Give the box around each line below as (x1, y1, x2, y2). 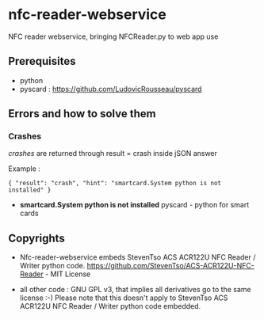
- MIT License (44, 269, 91, 279)
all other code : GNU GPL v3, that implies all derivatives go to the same (19, 285, 251, 294)
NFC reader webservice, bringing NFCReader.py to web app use (8, 32, 219, 41)
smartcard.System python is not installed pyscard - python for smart (19, 200, 250, 210)
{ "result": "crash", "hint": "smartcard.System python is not (8, 180, 222, 188)
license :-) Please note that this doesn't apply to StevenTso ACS (19, 293, 228, 302)
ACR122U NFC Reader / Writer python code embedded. (19, 302, 201, 311)
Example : (8, 164, 41, 173)
